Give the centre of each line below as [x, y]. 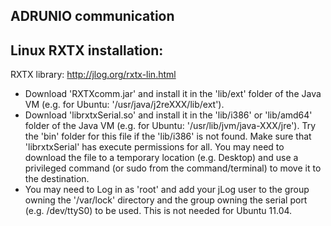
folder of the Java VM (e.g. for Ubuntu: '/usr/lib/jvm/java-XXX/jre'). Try [170, 126]
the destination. [57, 179]
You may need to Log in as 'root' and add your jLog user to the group [167, 190]
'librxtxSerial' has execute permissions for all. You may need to [154, 147]
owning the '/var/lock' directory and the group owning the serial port [166, 200]
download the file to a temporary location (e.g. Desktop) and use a [161, 158]
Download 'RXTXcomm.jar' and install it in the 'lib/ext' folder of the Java [173, 94]
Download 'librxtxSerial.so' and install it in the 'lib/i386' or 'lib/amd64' [168, 115]
